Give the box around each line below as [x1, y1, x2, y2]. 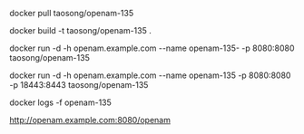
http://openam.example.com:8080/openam [9, 115, 171, 125]
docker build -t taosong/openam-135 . [9, 25, 152, 35]
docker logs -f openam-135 [9, 97, 112, 108]
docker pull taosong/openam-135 [9, 8, 134, 18]
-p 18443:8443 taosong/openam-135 [9, 80, 149, 90]
